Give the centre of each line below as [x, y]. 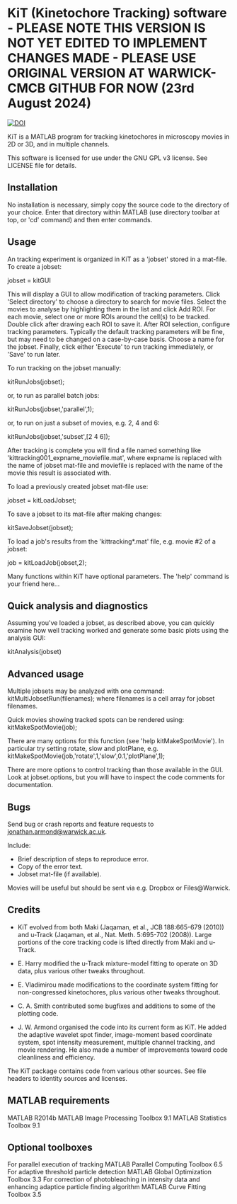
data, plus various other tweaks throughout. [81, 970]
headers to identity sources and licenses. [67, 1078]
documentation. [30, 785]
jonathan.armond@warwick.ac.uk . [57, 832]
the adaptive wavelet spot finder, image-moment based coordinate [115, 1034]
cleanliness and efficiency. [56, 1057]
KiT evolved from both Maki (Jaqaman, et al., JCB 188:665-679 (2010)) [121, 927]
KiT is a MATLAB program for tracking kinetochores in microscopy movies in [118, 137]
